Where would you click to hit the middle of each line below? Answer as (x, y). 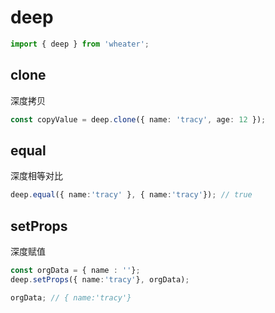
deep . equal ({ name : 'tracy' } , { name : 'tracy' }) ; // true (131, 195)
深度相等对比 (36, 176)
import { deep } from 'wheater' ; (80, 44)
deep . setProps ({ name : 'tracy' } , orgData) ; (100, 279)
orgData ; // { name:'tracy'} (71, 297)
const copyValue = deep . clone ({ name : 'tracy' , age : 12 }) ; (138, 119)
